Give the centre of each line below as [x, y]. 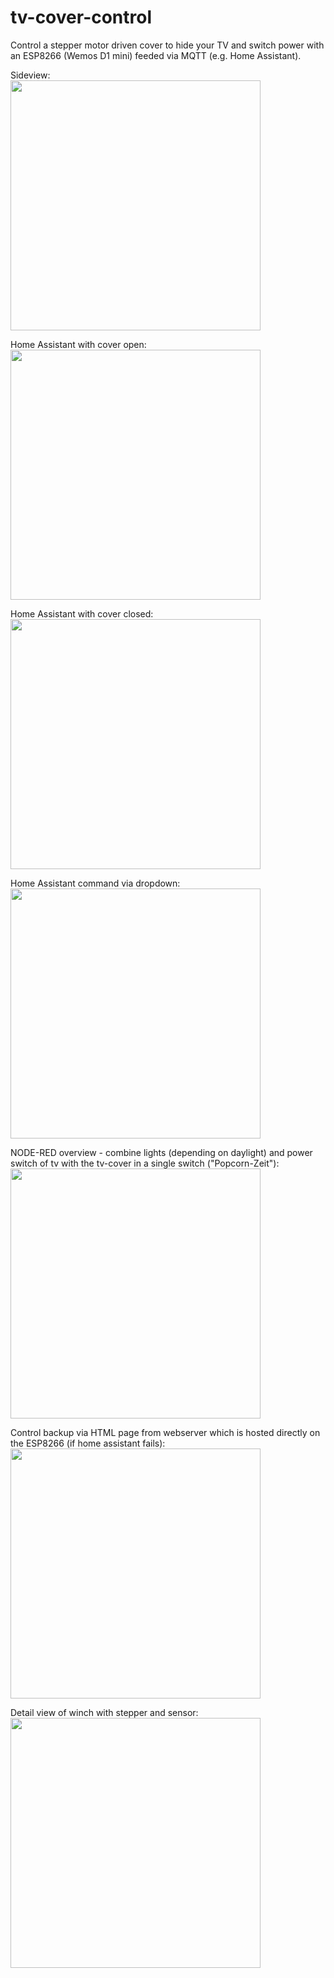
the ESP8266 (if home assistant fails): [88, 1443]
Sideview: [30, 75]
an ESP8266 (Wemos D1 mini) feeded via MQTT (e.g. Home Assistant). [156, 55]
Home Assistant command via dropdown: [95, 883]
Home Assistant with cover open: [78, 344]
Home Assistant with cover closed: [82, 613]
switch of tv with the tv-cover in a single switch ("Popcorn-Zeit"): [145, 1163]
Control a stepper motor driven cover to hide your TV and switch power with [167, 45]
